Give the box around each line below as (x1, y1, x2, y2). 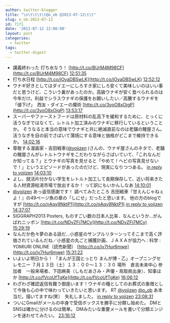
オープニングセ (130, 255, 161, 261)
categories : (5, 36, 30, 41)
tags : (5, 45, 17, 50)
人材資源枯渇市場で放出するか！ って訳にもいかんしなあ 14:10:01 (17, 182, 151, 188)
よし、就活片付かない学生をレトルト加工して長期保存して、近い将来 (12, 175, 154, 182)
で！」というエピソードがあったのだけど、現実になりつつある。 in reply (12, 164, 162, 170)
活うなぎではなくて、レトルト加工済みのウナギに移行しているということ (12, 120, 163, 126)
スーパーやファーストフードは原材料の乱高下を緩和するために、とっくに (12, 113, 163, 119)
